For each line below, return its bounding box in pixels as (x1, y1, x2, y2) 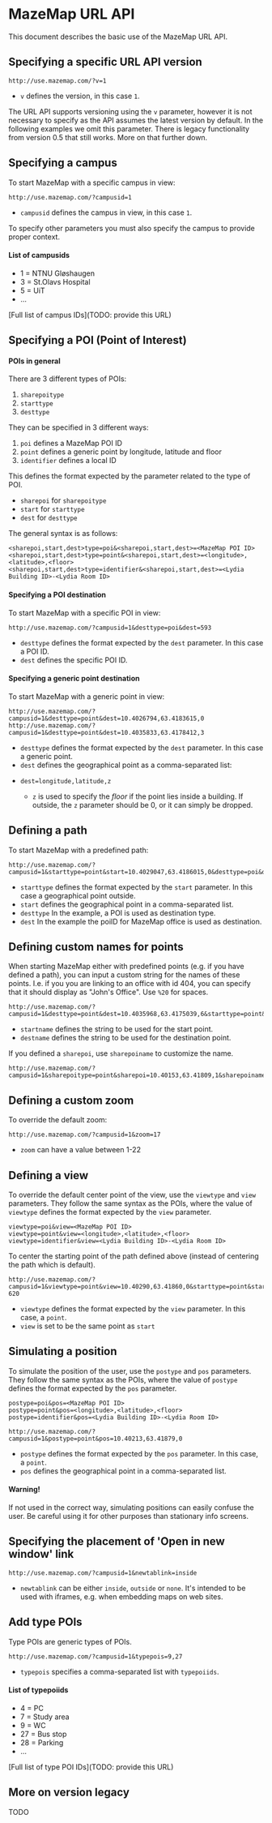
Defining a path (8, 824, 87, 838)
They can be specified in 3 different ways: (8, 423, 149, 432)
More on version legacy (8, 1786, 130, 1799)
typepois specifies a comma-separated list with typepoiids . (19, 1666, 219, 1676)
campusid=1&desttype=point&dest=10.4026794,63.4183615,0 (8, 714, 205, 723)
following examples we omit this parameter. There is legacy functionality (8, 123, 249, 134)
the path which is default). (8, 1260, 96, 1270)
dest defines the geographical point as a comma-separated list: (19, 760, 232, 770)
